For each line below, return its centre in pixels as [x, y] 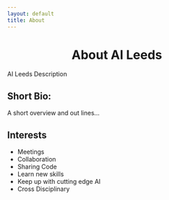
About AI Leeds [117, 55]
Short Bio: [29, 96]
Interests [27, 135]
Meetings [31, 152]
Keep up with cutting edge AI [59, 182]
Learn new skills [40, 174]
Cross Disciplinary [43, 189]
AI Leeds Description [37, 74]
